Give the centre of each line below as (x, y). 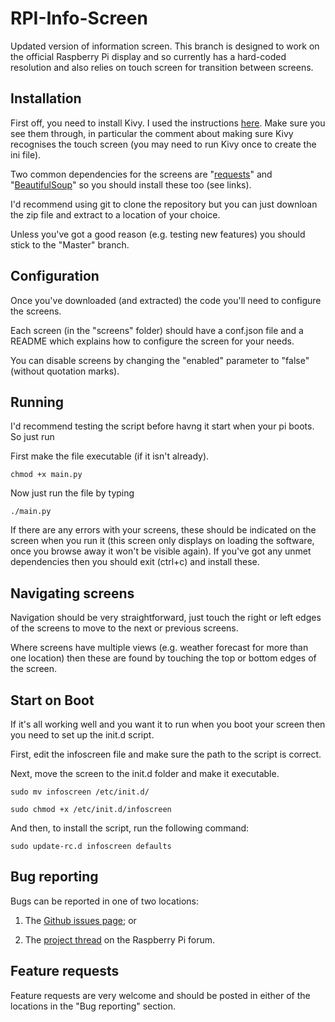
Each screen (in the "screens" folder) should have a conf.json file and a (157, 330)
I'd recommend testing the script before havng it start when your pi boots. (162, 426)
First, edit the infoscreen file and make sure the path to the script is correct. (166, 754)
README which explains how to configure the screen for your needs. (152, 341)
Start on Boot (52, 700)
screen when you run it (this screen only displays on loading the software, (162, 541)
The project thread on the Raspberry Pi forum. (119, 939)
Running (37, 402)
